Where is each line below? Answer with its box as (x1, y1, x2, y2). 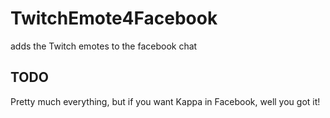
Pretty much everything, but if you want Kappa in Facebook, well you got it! (10, 95, 321, 107)
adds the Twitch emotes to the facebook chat (10, 40, 198, 52)
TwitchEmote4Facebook (10, 7, 218, 30)
